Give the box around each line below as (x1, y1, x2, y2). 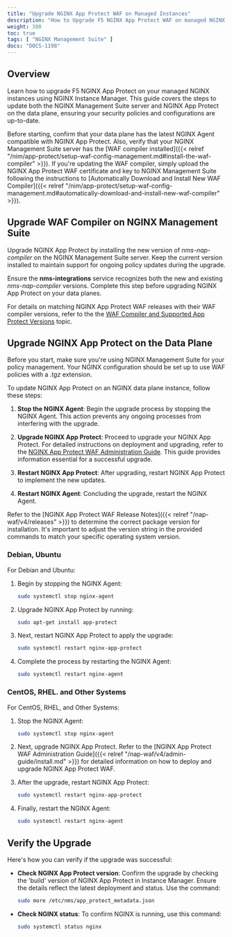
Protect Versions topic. (7, 317, 73, 326)
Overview (7, 68, 51, 80)
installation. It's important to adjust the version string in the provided (7, 525, 203, 534)
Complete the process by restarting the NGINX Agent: (17, 657, 172, 666)
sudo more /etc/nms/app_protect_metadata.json (17, 897, 155, 904)
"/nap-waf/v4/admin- (124, 750, 186, 758)
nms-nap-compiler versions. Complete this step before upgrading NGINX (7, 281, 217, 289)
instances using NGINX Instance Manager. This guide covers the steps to (7, 94, 217, 102)
